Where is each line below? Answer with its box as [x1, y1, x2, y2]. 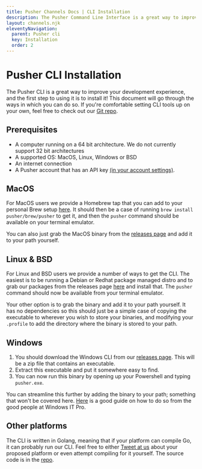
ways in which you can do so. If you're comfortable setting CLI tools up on [6, 100, 191, 108]
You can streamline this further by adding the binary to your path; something [6, 391, 196, 398]
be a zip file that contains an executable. [14, 360, 115, 367]
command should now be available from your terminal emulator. [6, 289, 164, 296]
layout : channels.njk [6, 20, 61, 26]
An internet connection [14, 160, 72, 167]
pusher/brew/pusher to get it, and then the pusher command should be [6, 212, 179, 219]
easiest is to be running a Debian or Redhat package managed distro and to [6, 277, 194, 284]
